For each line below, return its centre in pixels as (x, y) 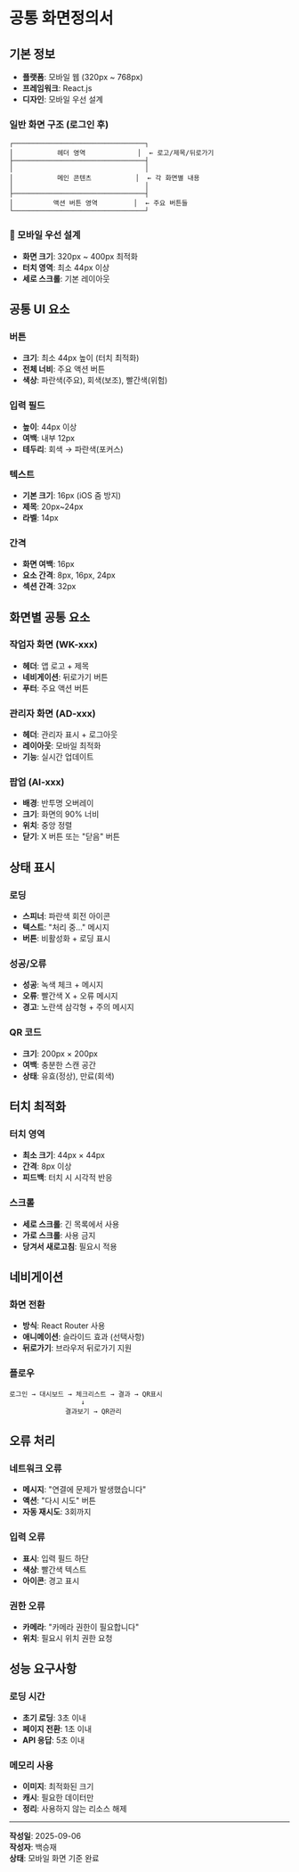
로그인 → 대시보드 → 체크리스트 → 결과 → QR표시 (86, 1394)
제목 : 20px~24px (53, 506)
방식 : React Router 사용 (64, 1326)
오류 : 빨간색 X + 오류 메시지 (70, 996)
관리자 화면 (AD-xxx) (53, 713)
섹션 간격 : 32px (49, 587)
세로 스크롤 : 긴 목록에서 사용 (71, 1224)
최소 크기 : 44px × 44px (63, 1155)
